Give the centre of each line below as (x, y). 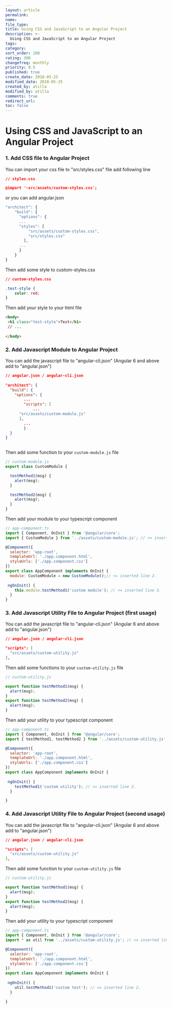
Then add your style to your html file (44, 308)
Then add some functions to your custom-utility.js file (64, 668)
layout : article (23, 10)
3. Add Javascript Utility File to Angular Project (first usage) (81, 613)
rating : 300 (18, 58)
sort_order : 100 (23, 53)
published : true (23, 73)
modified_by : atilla (27, 91)
